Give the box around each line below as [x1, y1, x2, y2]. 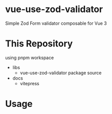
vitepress [20, 80, 40, 86]
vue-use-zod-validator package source [20, 70, 102, 76]
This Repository [5, 38, 73, 49]
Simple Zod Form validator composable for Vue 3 [5, 20, 107, 26]
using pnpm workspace [5, 54, 54, 61]
